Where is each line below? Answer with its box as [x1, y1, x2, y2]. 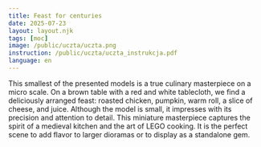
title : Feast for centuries [8, 11, 103, 20]
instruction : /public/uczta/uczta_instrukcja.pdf [8, 49, 178, 57]
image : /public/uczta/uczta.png [8, 42, 116, 50]
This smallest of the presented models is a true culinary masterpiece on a [8, 78, 251, 88]
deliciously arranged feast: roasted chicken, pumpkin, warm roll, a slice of [8, 96, 253, 105]
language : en [8, 57, 52, 65]
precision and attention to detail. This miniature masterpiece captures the [8, 112, 251, 122]
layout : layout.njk [8, 27, 74, 35]
